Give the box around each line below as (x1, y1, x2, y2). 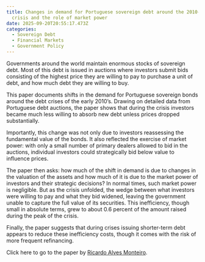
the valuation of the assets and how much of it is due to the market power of (6, 173, 198, 180)
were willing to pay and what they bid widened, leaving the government (6, 192, 186, 200)
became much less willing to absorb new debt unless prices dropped (6, 111, 180, 118)
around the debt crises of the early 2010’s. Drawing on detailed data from (6, 97, 190, 104)
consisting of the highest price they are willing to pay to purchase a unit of (6, 73, 193, 80)
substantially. (6, 117, 40, 124)
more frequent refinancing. (6, 236, 74, 244)
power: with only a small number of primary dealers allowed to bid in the (6, 142, 188, 149)
